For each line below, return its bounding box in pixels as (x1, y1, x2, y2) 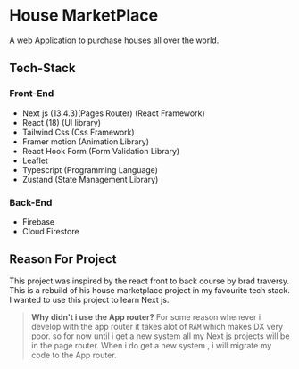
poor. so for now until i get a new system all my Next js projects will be (30, 331, 290, 341)
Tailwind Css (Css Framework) (21, 127, 136, 137)
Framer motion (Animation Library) (21, 135, 150, 147)
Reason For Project (9, 251, 118, 267)
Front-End (9, 87, 54, 100)
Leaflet (21, 155, 49, 166)
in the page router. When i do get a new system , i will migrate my (30, 340, 272, 350)
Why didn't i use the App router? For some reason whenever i (30, 311, 262, 322)
